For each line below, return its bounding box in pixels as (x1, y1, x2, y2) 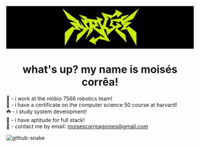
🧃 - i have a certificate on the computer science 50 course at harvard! (6, 101, 177, 108)
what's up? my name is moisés (22, 63, 178, 76)
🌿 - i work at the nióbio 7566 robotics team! (6, 95, 113, 103)
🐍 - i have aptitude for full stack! (6, 117, 85, 124)
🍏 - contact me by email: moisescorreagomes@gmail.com (6, 123, 149, 130)
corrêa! (81, 75, 119, 89)
